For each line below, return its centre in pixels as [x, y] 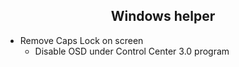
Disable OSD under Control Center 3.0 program [132, 51]
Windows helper [163, 16]
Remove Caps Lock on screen [81, 40]
